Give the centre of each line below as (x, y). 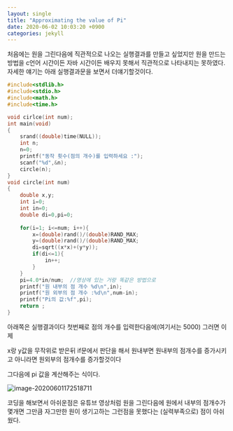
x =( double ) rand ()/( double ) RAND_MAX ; (86, 234)
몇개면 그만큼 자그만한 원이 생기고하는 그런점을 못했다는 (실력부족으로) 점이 (110, 411)
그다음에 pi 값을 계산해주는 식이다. (54, 374)
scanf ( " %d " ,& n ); (44, 163)
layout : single (29, 14)
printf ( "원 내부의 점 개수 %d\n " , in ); (71, 287)
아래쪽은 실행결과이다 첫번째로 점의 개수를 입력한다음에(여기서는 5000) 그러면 (113, 327)
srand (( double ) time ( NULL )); (61, 137)
